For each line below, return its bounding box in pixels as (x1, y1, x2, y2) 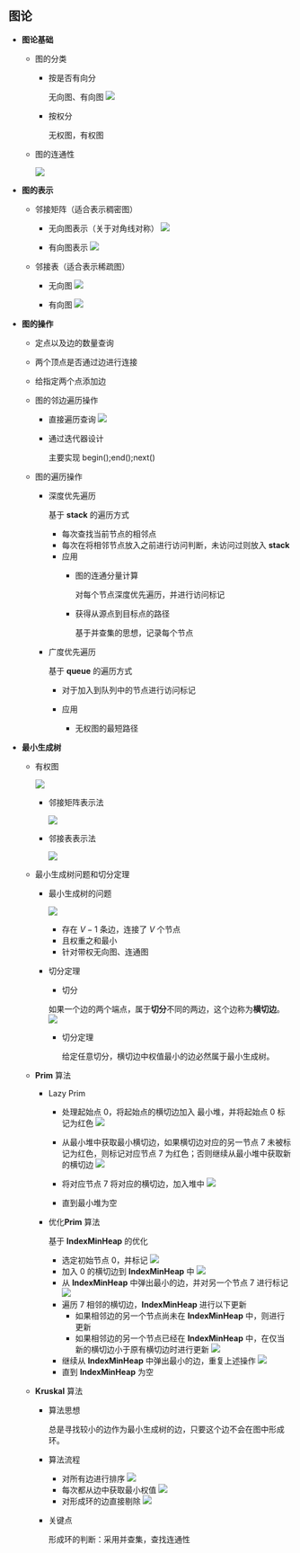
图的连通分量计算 (75, 570, 138, 581)
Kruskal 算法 (34, 1385, 83, 1396)
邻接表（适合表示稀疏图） (34, 261, 130, 271)
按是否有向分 (48, 72, 96, 83)
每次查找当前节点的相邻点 (61, 528, 157, 539)
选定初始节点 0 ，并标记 (61, 1255, 148, 1265)
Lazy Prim (48, 1087, 86, 1098)
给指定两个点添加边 (34, 376, 107, 386)
